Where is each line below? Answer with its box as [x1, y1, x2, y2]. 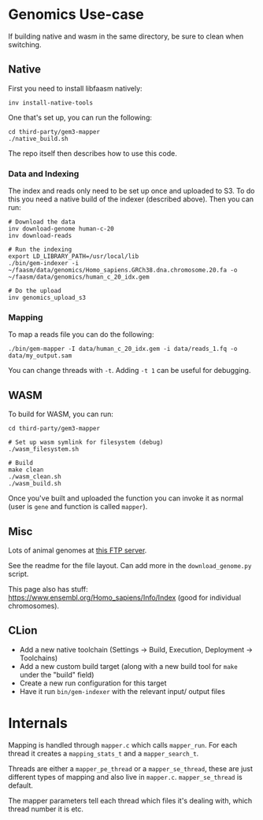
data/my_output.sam [8, 352, 72, 360]
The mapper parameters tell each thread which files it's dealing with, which [8, 796, 253, 805]
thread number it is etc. [8, 804, 84, 814]
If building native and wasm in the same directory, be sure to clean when [8, 31, 244, 41]
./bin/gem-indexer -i [8, 260, 80, 268]
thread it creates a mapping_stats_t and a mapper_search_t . [8, 748, 199, 758]
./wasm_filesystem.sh [8, 445, 80, 453]
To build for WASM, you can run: [8, 409, 114, 419]
